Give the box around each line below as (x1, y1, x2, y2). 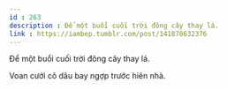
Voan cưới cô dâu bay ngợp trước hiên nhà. (9, 71, 166, 81)
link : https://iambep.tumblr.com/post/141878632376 (9, 29, 208, 38)
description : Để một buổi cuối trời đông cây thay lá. (9, 21, 219, 30)
